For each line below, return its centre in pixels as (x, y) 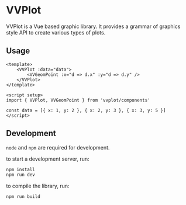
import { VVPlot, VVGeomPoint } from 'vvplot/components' (78, 100)
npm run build (23, 197)
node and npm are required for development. (58, 147)
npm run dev (20, 175)
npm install (20, 169)
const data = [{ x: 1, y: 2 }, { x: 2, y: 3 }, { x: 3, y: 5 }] (86, 110)
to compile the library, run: (38, 186)
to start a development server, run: (48, 159)
